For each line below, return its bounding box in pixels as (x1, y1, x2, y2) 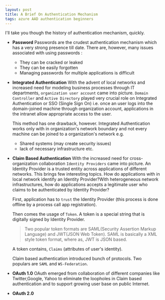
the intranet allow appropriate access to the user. (12, 111, 112, 117)
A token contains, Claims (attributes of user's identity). (12, 246, 123, 252)
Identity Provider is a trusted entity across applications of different (12, 166, 147, 172)
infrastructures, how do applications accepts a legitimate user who (12, 182, 148, 187)
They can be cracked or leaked (19, 60, 83, 66)
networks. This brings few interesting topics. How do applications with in (12, 171, 160, 177)
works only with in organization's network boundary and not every (12, 126, 147, 132)
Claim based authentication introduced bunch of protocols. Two (12, 256, 142, 262)
